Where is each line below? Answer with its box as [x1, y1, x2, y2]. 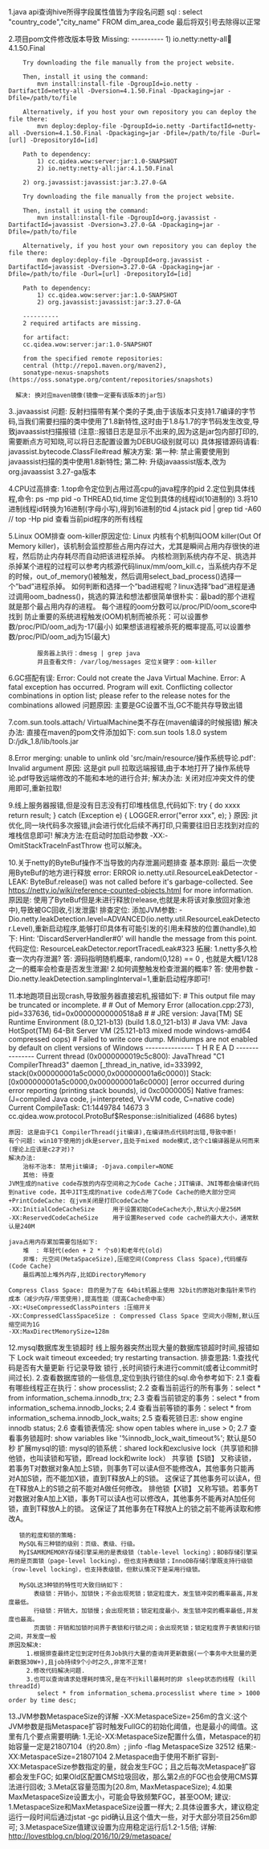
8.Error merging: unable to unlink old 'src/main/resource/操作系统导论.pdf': [8, 753, 256, 762]
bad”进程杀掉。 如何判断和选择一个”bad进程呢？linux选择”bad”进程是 [18, 582, 249, 591]
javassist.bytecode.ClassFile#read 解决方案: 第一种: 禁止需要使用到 [8, 447, 230, 456]
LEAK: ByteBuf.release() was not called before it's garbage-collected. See [8, 877, 253, 886]
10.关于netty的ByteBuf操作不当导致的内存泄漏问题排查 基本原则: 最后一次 [8, 858, 251, 867]
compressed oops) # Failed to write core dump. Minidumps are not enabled [8, 1034, 259, 1044]
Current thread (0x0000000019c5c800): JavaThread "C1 [35, 1051, 225, 1061]
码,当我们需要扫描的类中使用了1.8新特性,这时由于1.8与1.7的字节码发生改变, [8, 417, 253, 426]
